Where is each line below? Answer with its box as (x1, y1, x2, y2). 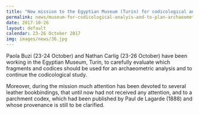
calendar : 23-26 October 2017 (6, 31, 81, 37)
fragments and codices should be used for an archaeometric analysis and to (6, 65, 192, 71)
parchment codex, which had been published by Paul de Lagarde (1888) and (6, 95, 192, 102)
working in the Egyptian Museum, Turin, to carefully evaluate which (6, 58, 171, 66)
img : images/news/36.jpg (6, 36, 68, 42)
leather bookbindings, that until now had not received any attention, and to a (6, 89, 192, 96)
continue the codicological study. (6, 71, 88, 78)
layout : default (6, 25, 46, 31)
